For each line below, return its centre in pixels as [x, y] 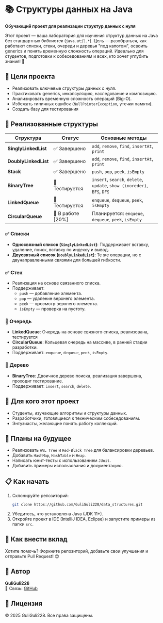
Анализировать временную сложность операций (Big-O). [72, 98]
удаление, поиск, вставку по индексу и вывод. [60, 249]
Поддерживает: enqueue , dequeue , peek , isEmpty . [60, 353]
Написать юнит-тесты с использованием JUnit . [61, 460]
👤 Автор [18, 571]
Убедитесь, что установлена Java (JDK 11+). [57, 514]
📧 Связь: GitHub [21, 588]
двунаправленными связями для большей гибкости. [66, 260]
